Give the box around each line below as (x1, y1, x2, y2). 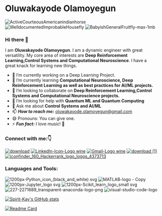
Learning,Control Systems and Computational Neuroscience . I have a (5, 58, 147, 64)
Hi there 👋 (5, 36, 29, 43)
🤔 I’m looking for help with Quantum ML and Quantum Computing (12, 98, 145, 104)
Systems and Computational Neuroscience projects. (12, 93, 120, 99)
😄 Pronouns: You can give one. (12, 116, 75, 121)
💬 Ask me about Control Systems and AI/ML (12, 103, 102, 109)
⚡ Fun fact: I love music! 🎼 (12, 121, 65, 127)
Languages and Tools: (5, 166, 58, 172)
